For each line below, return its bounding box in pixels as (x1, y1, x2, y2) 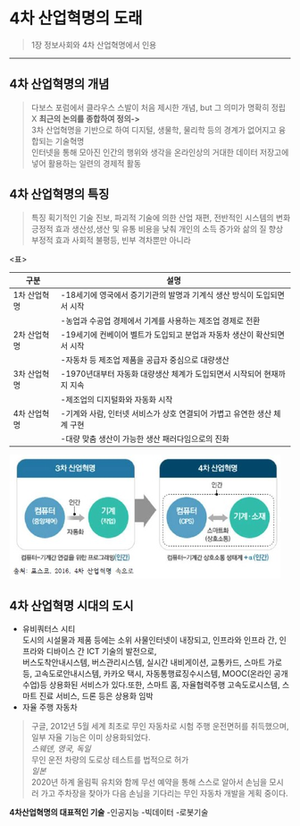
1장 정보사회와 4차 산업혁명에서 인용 (30, 39, 157, 50)
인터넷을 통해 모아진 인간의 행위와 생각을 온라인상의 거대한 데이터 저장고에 (30, 147, 289, 158)
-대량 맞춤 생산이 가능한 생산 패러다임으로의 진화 (60, 433, 229, 444)
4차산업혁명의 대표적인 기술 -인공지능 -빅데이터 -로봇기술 (9, 807, 209, 818)
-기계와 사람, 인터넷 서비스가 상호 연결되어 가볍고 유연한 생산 (60, 408, 272, 419)
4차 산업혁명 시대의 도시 (9, 598, 134, 613)
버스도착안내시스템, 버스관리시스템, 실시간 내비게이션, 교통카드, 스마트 (21, 657, 266, 668)
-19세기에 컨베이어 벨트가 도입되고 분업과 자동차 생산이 (60, 328, 254, 340)
